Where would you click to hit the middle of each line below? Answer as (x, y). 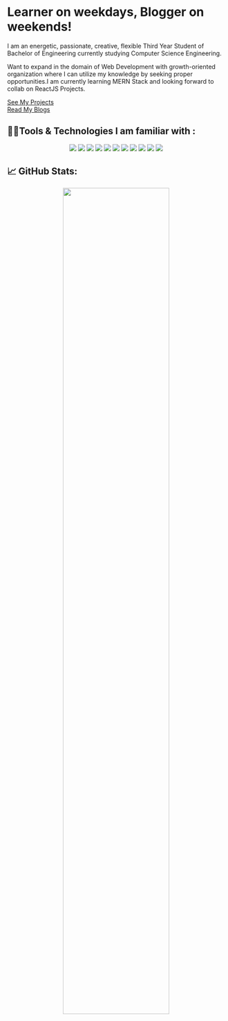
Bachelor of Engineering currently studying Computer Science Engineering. (115, 53)
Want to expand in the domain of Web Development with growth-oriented (112, 66)
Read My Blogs (29, 109)
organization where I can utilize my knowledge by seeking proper (100, 74)
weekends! (40, 27)
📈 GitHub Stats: (42, 171)
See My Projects (30, 102)
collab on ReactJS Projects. (46, 89)
